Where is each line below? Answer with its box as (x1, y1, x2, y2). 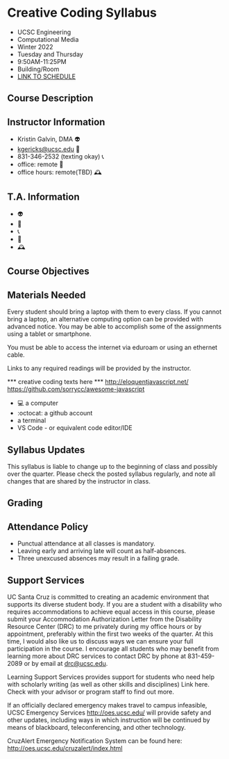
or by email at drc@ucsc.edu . (24, 659, 108, 667)
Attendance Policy (7, 520, 89, 533)
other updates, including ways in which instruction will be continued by (7, 715, 210, 724)
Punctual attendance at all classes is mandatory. (17, 539, 156, 548)
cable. (7, 351, 26, 359)
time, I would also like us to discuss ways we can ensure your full (7, 637, 194, 645)
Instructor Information (7, 116, 105, 128)
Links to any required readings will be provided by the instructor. (7, 364, 192, 373)
